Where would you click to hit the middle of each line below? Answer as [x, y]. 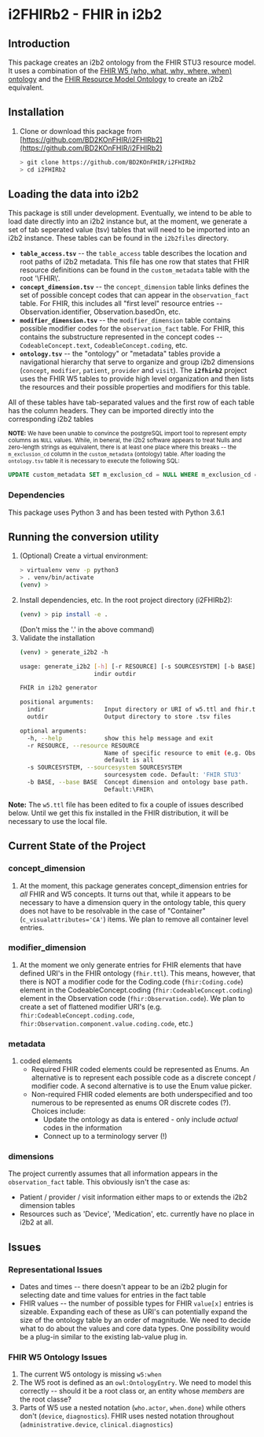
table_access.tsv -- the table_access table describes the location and [133, 253]
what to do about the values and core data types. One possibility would [135, 1328]
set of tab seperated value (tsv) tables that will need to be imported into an [129, 230]
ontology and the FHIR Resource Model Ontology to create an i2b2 [116, 79]
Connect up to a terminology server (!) [105, 1136]
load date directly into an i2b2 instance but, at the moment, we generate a [128, 221]
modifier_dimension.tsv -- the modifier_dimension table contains [125, 320]
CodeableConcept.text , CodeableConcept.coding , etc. [104, 345]
